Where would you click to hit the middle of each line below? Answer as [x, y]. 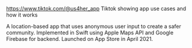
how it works [22, 15]
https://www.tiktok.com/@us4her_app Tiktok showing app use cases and [96, 9]
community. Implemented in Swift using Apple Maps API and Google [90, 33]
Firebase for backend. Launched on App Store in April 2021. [80, 39]
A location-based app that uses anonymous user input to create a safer [94, 26]
